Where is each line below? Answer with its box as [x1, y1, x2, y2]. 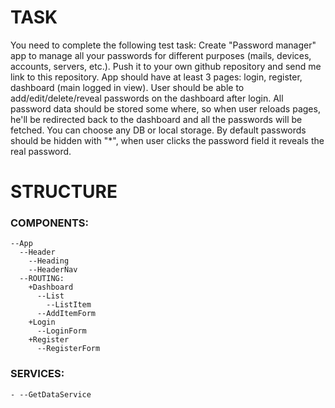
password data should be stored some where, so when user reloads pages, [10, 102, 321, 115]
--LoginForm [36, 326, 87, 336]
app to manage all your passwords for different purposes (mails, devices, [10, 49, 312, 61]
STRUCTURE [10, 181, 118, 203]
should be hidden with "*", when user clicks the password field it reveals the [10, 134, 325, 146]
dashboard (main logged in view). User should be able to [10, 81, 245, 93]
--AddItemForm [36, 309, 97, 319]
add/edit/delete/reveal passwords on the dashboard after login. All [10, 92, 284, 104]
